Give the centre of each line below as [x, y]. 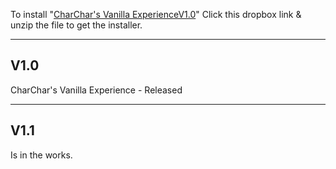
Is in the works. [41, 155]
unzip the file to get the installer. [76, 25]
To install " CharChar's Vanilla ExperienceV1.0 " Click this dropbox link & [156, 14]
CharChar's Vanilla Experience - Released [96, 90]
